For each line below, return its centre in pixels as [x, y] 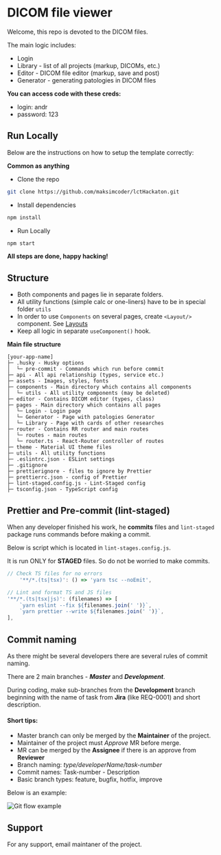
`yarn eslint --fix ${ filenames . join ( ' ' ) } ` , [86, 605]
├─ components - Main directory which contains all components [100, 387]
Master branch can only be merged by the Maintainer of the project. [114, 736]
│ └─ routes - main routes [47, 435]
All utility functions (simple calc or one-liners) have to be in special [111, 302]
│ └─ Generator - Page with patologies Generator [81, 418]
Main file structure [34, 345]
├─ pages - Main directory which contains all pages [84, 405]
